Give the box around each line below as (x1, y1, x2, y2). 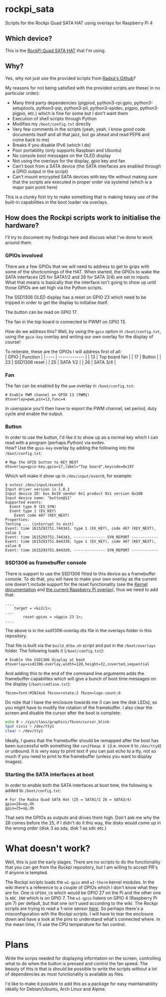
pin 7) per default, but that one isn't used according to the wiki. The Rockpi (5, 901, 158, 907)
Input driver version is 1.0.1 (5, 487, 70, 492)
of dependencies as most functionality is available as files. (5, 971, 125, 977)
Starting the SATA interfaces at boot (5, 771, 94, 778)
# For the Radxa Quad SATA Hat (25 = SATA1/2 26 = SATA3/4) (5, 797, 132, 802)
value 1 (5, 530, 21, 535)
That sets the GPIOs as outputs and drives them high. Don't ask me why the (5, 815, 160, 821)
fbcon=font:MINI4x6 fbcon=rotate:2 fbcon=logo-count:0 (5, 690, 121, 695)
